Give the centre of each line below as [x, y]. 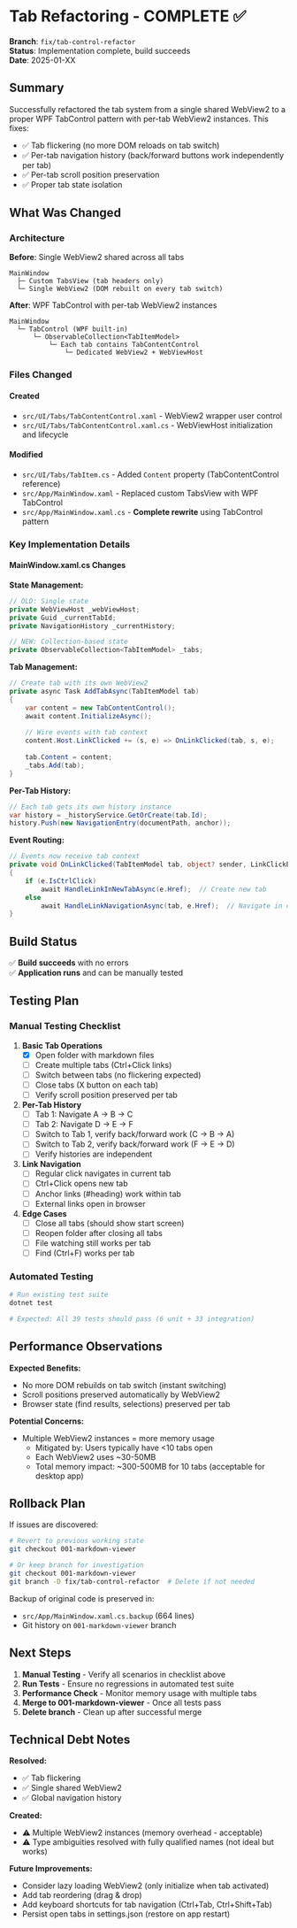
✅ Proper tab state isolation [72, 184]
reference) [41, 483]
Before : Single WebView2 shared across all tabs [97, 257]
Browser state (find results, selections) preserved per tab [126, 1403]
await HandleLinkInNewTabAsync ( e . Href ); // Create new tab [154, 889]
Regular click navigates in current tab [103, 1173]
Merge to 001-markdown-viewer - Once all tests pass [122, 1702]
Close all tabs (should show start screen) [110, 1223]
